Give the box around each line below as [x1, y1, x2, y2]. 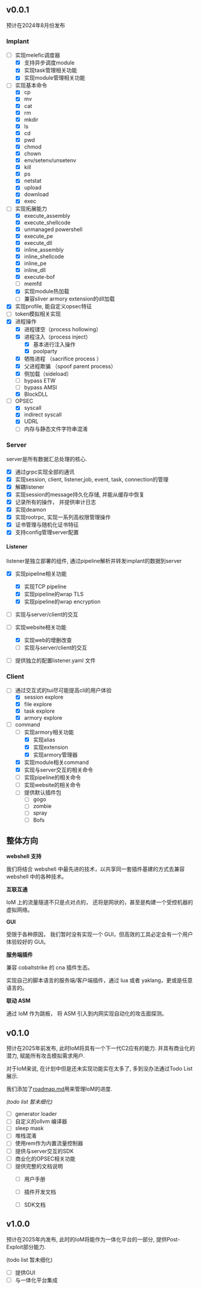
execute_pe [24, 232, 53, 240]
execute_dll [24, 239, 53, 246]
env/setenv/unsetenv [24, 157, 77, 164]
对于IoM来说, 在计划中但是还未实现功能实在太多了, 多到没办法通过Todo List [6, 1065, 193, 1072]
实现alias [33, 736, 56, 743]
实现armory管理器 [33, 751, 78, 758]
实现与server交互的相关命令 [24, 766, 94, 774]
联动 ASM [6, 997, 31, 1004]
